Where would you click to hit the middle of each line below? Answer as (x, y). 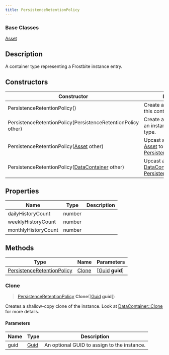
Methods (20, 248)
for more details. (22, 312)
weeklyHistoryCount (32, 222)
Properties (22, 191)
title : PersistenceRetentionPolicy (43, 10)
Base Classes (22, 27)
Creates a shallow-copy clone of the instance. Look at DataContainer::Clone (84, 306)
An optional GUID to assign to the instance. (95, 345)
